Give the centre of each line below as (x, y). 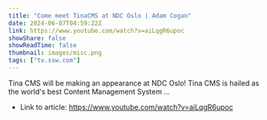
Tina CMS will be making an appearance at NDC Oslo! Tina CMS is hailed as (134, 83)
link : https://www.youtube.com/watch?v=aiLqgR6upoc (96, 30)
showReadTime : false (43, 46)
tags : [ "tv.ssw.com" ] (44, 61)
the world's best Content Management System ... (89, 91)
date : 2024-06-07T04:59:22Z (55, 23)
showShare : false (37, 38)
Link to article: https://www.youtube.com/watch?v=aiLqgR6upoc (127, 107)
